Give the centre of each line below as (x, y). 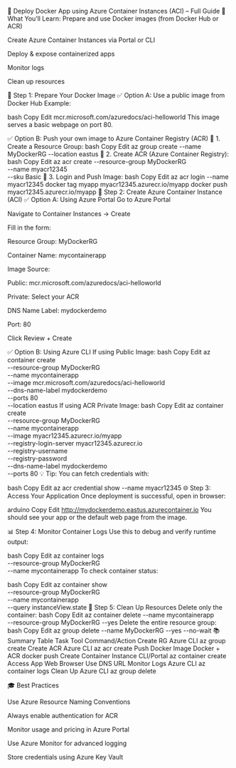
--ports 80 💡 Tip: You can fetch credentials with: (78, 473)
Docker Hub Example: (39, 103)
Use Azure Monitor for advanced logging (67, 743)
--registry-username (38, 451)
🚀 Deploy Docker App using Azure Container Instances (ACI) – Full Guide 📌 (117, 11)
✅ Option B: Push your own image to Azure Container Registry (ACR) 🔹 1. (114, 138)
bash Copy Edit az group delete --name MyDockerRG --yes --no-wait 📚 (114, 630)
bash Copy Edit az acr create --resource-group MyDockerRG (97, 162)
